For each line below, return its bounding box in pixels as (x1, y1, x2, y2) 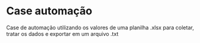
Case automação (6, 4, 92, 18)
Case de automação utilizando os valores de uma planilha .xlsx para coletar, (6, 24, 194, 31)
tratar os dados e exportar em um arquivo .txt (6, 30, 119, 37)
